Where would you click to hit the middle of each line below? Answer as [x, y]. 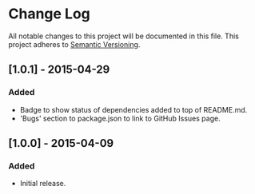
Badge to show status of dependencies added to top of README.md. [133, 109]
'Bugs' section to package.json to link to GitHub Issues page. [120, 118]
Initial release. [43, 184]
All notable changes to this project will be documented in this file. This [124, 36]
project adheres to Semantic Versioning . [74, 44]
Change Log [49, 14]
